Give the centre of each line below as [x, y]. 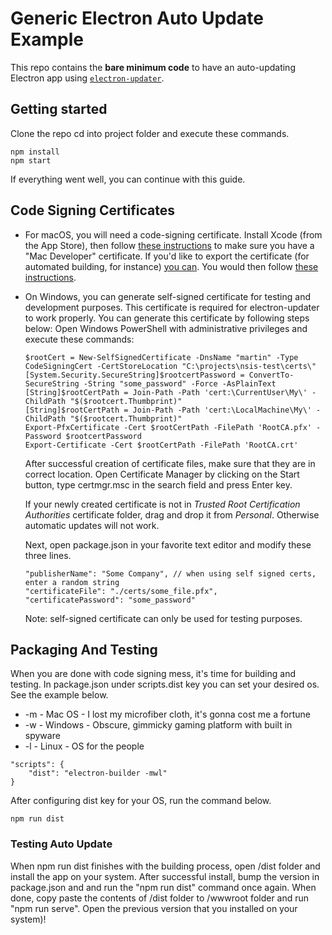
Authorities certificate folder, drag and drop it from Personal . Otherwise [172, 514]
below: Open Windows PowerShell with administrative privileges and [166, 328]
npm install [35, 152]
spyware [42, 736]
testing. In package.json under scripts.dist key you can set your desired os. [165, 684]
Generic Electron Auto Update [137, 18]
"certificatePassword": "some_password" [110, 600]
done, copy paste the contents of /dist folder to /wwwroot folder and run [160, 898]
